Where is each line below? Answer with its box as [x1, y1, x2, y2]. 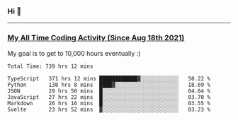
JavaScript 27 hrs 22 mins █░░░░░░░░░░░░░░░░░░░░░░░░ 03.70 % [7, 93, 211, 101]
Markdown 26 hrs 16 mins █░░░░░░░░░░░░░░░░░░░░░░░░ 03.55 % [7, 100, 211, 107]
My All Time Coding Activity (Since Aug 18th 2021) [7, 33, 185, 43]
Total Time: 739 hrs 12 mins [7, 63, 93, 70]
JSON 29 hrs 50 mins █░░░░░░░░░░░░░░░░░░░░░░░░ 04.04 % [7, 88, 211, 95]
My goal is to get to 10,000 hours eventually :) [7, 49, 141, 57]
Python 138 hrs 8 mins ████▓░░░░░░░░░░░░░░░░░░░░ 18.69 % [7, 81, 211, 88]
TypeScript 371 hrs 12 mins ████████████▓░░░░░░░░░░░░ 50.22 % [7, 75, 211, 82]
